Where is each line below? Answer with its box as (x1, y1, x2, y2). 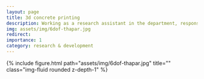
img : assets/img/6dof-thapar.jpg (6, 26, 91, 32)
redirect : (6, 32, 32, 38)
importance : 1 (6, 37, 42, 43)
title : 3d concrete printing (6, 15, 80, 21)
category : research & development (6, 43, 94, 49)
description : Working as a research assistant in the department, (6, 20, 178, 26)
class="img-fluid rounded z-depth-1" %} (6, 66, 108, 73)
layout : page (6, 9, 39, 15)
